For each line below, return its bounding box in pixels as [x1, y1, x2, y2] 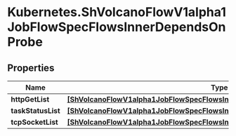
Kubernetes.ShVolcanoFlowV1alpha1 [7, 4, 227, 20]
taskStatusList [11, 106, 61, 116]
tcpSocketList [11, 117, 58, 127]
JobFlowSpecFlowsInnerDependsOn [7, 19, 226, 35]
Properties [7, 62, 55, 74]
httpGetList [11, 95, 50, 104]
